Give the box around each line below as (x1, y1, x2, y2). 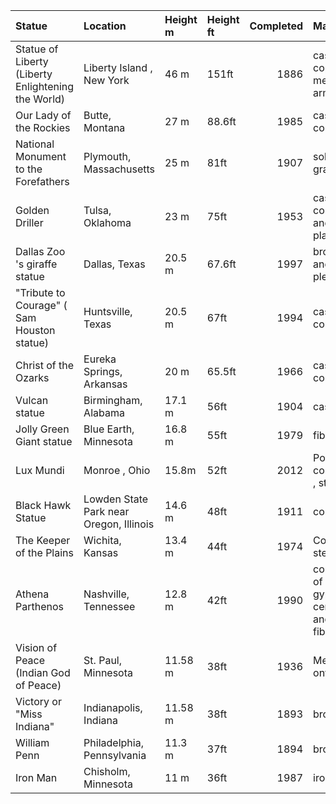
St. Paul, (83, 654, 123, 667)
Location (83, 19, 127, 33)
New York (83, 74, 130, 87)
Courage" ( (15, 299, 68, 312)
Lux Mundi (15, 464, 65, 477)
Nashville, (83, 587, 130, 601)
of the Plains (15, 546, 74, 559)
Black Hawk (15, 499, 72, 512)
